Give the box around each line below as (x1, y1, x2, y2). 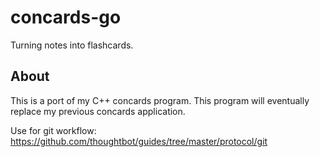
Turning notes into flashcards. (10, 39, 134, 51)
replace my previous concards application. (10, 105, 186, 117)
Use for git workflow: (10, 124, 97, 136)
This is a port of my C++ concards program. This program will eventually (10, 94, 310, 106)
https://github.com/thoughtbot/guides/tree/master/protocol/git (10, 135, 268, 147)
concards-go (10, 6, 122, 29)
